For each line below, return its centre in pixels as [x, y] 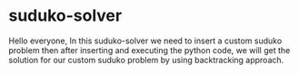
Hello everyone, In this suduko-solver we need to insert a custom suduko [145, 41]
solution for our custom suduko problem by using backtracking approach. [146, 60]
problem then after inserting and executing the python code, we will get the [149, 50]
